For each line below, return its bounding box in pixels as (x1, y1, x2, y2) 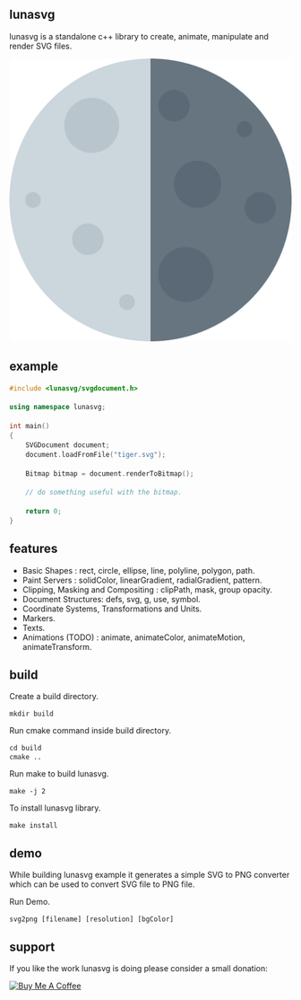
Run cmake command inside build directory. (9, 725, 172, 736)
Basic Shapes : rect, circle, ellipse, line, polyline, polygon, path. (21, 565, 255, 575)
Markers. (21, 612, 56, 623)
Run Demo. (9, 897, 51, 908)
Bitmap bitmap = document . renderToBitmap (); (25, 469, 194, 478)
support (9, 939, 56, 954)
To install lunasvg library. (9, 803, 101, 813)
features (9, 541, 58, 557)
